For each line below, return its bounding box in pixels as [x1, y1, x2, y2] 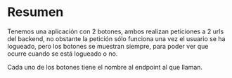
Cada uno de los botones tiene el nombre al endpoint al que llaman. [7, 63, 202, 71]
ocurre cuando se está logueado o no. [7, 49, 118, 58]
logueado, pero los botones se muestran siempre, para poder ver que [7, 42, 209, 50]
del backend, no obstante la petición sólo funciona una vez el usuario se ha [7, 34, 226, 42]
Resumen [7, 4, 64, 20]
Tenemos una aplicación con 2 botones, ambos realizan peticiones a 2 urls [7, 27, 224, 36]
